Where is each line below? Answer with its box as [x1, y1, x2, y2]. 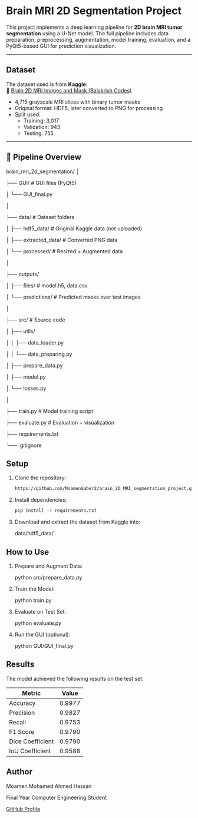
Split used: [14, 111, 41, 118]
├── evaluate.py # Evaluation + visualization [6, 419, 115, 426]
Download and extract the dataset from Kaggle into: [14, 518, 140, 525]
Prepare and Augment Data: [14, 562, 82, 569]
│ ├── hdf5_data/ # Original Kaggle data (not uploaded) [6, 225, 143, 232]
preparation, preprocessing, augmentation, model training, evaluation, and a [6, 36, 191, 43]
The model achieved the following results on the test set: [6, 675, 144, 682]
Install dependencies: [14, 496, 67, 504]
